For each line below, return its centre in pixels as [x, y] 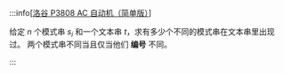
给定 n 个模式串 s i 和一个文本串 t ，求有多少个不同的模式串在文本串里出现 [142, 33]
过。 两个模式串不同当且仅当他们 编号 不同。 [90, 44]
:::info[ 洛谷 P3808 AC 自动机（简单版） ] [81, 13]
